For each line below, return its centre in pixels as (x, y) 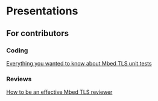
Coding (17, 50)
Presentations (42, 11)
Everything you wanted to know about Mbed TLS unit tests (79, 63)
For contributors (38, 33)
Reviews (19, 79)
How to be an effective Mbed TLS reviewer (59, 92)
